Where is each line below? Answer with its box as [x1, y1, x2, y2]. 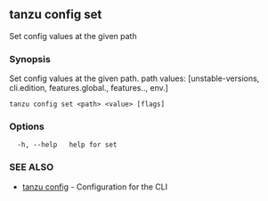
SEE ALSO [9, 161, 54, 173]
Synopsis [9, 52, 51, 65]
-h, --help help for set [17, 141, 118, 149]
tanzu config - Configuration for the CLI [21, 181, 167, 192]
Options [9, 120, 45, 133]
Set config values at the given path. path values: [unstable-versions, [9, 73, 260, 84]
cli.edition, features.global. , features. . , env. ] [9, 83, 169, 93]
